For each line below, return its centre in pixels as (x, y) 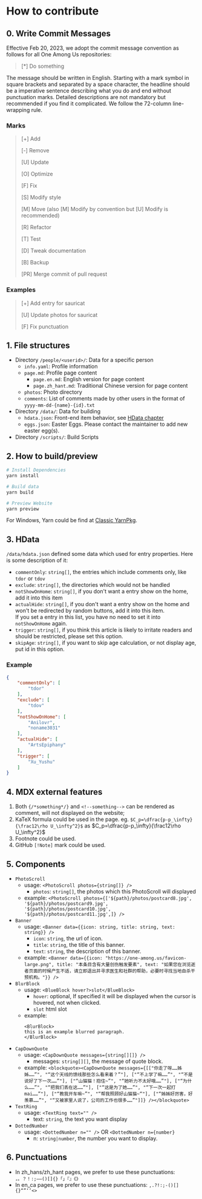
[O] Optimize (37, 174)
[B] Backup (35, 263)
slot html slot (50, 1009)
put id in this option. (40, 649)
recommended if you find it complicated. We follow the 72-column (89, 103)
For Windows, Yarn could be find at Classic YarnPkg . (72, 520)
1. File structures (38, 345)
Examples (21, 290)
